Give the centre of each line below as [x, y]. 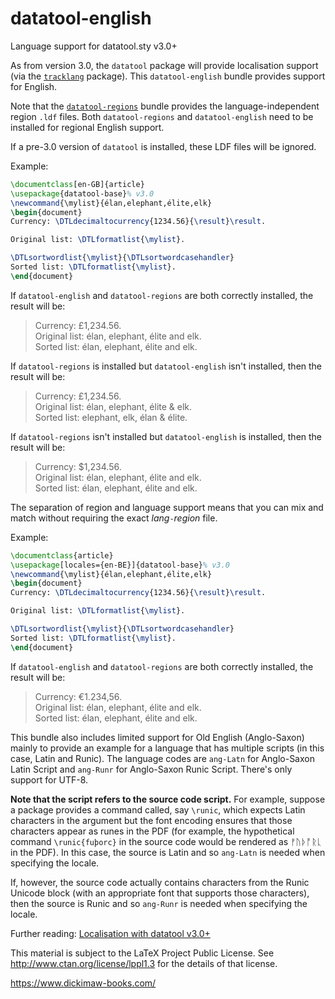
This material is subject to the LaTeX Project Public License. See [142, 953]
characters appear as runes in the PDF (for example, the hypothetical [152, 831]
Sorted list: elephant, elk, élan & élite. [111, 417]
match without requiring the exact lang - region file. [114, 518]
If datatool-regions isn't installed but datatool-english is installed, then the [166, 436]
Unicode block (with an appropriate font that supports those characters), [160, 893]
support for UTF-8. [49, 779]
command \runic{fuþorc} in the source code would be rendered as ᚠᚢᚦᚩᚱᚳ [166, 841]
